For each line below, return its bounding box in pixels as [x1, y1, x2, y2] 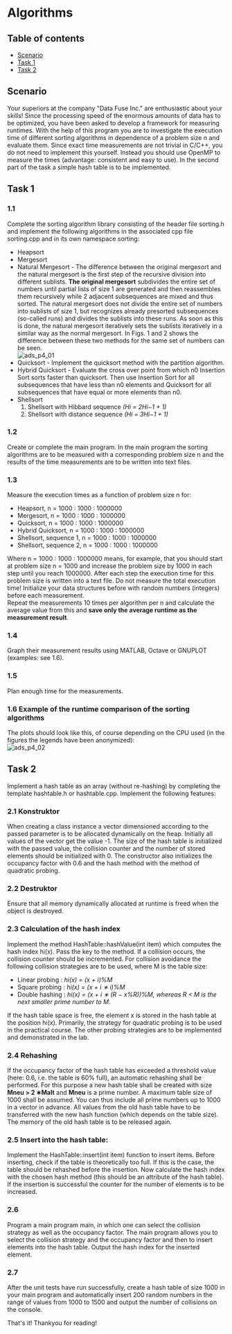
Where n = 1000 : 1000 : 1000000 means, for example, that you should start [7, 555, 223, 563]
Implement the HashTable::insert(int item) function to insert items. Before [7, 1151, 215, 1159]
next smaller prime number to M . [17, 997, 111, 1006]
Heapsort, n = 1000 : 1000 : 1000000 [17, 504, 123, 512]
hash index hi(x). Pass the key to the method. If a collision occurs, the [7, 947, 206, 955]
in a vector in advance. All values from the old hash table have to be [7, 1102, 201, 1111]
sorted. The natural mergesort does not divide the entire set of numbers [17, 300, 223, 308]
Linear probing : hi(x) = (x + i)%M [17, 976, 113, 984]
